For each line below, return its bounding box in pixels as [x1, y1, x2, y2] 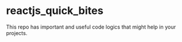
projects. [6, 29, 28, 36]
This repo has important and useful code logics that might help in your [6, 23, 176, 30]
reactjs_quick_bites [6, 4, 104, 17]
